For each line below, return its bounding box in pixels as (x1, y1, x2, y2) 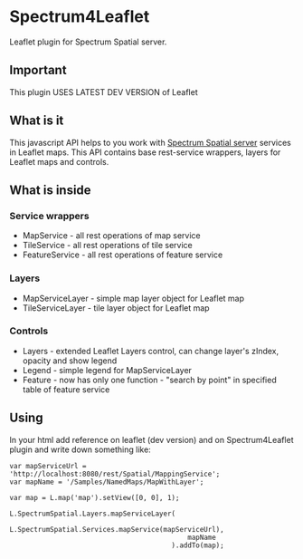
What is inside (9, 182, 92, 198)
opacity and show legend (22, 355, 118, 366)
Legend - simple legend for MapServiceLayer (22, 364, 193, 375)
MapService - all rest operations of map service (22, 230, 201, 241)
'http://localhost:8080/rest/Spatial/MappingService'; (9, 469, 221, 478)
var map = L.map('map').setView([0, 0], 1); (9, 493, 180, 502)
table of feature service (22, 383, 110, 395)
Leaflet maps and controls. (9, 156, 109, 167)
